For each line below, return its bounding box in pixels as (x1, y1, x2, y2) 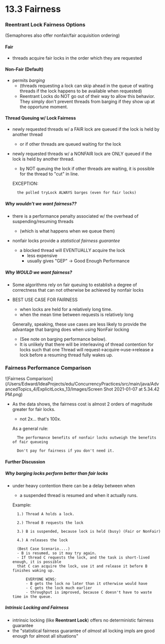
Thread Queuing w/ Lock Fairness (5, 115, 76, 121)
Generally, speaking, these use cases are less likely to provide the (12, 322, 147, 327)
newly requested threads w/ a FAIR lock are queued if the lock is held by (12, 126, 160, 132)
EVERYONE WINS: (25, 576, 57, 582)
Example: (12, 502, 32, 508)
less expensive (27, 252, 58, 259)
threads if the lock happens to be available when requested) (19, 88, 142, 94)
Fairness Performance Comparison (5, 364, 91, 371)
